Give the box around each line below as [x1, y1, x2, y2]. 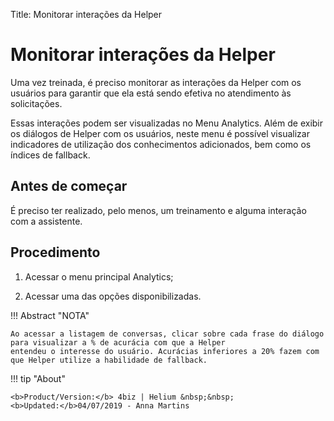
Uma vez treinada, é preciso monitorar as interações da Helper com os [10, 76, 302, 88]
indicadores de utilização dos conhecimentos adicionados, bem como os [10, 138, 312, 150]
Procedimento [10, 244, 101, 261]
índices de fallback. [10, 149, 91, 161]
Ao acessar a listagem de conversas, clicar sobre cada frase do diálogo [10, 329, 325, 339]
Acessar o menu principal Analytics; [24, 270, 174, 283]
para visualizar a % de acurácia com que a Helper [10, 337, 226, 348]
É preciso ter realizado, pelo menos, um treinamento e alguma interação [10, 204, 307, 216]
